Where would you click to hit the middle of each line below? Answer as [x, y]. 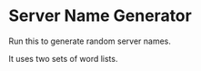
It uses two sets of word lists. [63, 58]
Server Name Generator [100, 16]
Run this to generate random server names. [90, 41]
